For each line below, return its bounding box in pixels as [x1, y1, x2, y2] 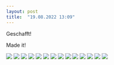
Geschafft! [6, 30, 32, 37]
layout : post [6, 8, 38, 15]
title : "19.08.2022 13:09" [6, 14, 76, 20]
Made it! [6, 42, 27, 49]
